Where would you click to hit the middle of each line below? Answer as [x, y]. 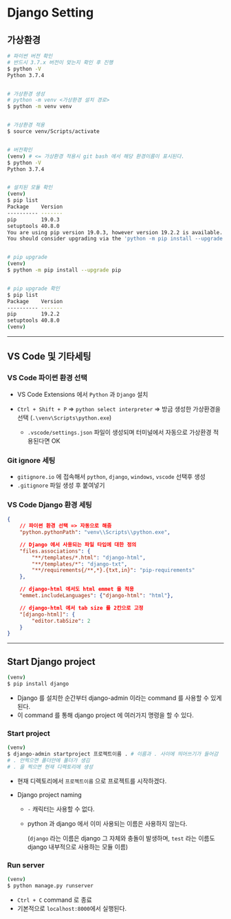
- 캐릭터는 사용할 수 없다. [61, 809]
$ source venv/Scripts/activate [53, 132]
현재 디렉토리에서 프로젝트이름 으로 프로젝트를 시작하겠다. [92, 781]
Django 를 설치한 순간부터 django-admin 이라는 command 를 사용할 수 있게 [119, 698]
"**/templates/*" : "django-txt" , [80, 564]
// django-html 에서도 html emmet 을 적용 [77, 589]
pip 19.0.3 [33, 219]
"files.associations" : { [55, 551]
